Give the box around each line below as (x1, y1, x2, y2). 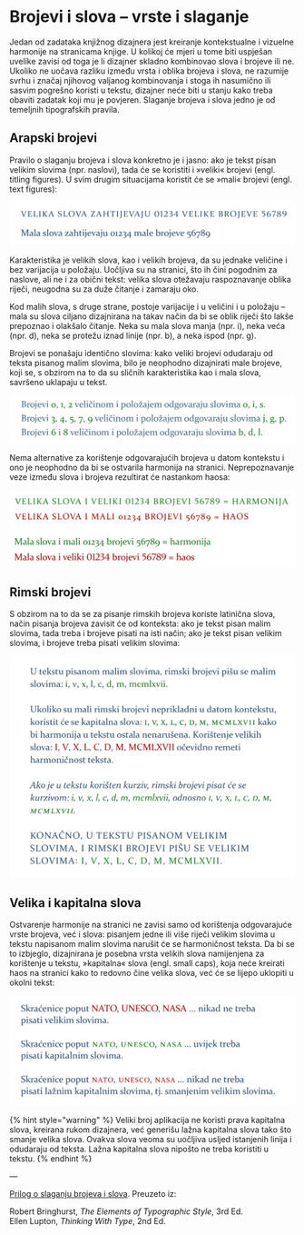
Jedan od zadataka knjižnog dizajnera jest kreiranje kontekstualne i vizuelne (9, 36, 295, 47)
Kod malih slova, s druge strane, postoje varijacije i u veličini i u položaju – (9, 302, 286, 313)
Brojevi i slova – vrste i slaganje (9, 6, 250, 27)
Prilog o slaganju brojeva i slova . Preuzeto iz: (9, 1188, 177, 1199)
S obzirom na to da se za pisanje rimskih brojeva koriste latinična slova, (9, 609, 276, 620)
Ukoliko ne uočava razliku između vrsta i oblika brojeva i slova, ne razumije (9, 65, 289, 76)
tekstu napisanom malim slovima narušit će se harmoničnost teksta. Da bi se (9, 939, 295, 950)
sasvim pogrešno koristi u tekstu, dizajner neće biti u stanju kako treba (9, 85, 274, 95)
